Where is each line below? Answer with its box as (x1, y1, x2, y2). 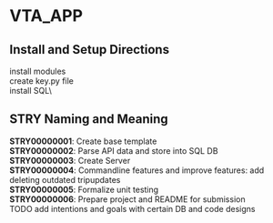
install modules (9, 66, 66, 76)
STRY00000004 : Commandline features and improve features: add (9, 165, 265, 176)
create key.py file (9, 76, 75, 86)
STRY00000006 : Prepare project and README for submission (9, 193, 246, 205)
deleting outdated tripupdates (9, 174, 121, 185)
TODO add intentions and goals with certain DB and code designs (9, 203, 256, 214)
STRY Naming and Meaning (9, 111, 168, 127)
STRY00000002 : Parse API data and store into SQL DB (9, 145, 218, 156)
